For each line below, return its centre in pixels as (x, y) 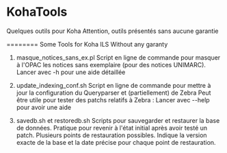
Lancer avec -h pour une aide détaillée (71, 72)
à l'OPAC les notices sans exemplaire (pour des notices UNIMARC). (111, 64)
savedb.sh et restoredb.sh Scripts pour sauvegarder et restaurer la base (118, 120)
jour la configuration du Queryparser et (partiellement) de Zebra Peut (113, 93)
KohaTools (37, 12)
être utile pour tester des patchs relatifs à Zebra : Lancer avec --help (113, 99)
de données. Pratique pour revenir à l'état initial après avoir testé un (112, 128)
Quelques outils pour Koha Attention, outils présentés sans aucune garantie (112, 31)
